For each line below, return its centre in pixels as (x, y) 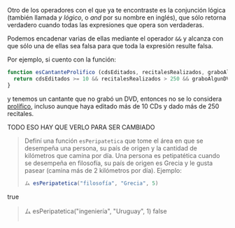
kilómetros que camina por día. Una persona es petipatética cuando (122, 155)
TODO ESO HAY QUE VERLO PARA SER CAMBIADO (81, 127)
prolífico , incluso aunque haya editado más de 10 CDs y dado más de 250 (113, 106)
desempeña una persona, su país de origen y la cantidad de (111, 148)
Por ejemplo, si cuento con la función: (62, 59)
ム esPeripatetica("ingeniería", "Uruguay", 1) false (95, 211)
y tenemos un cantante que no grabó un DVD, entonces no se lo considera (115, 99)
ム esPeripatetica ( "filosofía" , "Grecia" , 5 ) (91, 183)
